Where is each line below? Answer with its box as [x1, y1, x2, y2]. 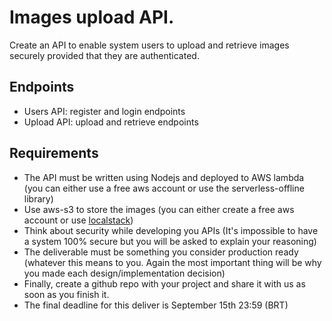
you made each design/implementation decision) [23, 267, 226, 279]
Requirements [9, 145, 99, 162]
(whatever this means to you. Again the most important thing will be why [23, 256, 322, 268]
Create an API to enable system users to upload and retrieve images [9, 39, 290, 51]
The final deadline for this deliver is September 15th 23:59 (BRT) [23, 299, 289, 311]
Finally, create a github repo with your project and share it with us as [23, 277, 306, 290]
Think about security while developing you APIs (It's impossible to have [23, 224, 319, 236]
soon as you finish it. [23, 288, 110, 300]
